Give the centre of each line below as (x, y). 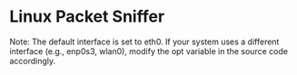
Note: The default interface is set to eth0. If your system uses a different (144, 42)
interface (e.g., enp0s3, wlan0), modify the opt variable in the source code (149, 51)
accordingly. (33, 61)
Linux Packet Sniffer (87, 17)
